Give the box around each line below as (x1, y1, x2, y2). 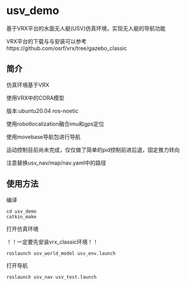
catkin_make (6, 213, 37, 220)
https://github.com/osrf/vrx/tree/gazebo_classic (6, 44, 127, 52)
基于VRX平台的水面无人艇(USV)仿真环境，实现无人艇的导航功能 (6, 24, 166, 32)
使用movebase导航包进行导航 (6, 133, 81, 141)
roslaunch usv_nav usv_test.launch (6, 274, 97, 280)
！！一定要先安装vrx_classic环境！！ (6, 238, 99, 245)
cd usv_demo (6, 208, 37, 215)
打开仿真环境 (6, 225, 38, 232)
